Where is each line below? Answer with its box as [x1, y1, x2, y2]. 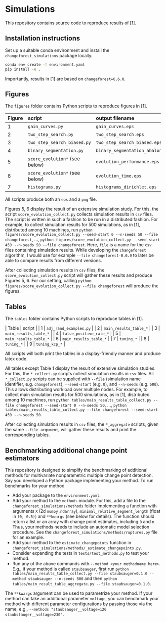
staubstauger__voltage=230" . [5, 611, 64, 617]
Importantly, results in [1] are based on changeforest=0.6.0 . [5, 76, 126, 82]
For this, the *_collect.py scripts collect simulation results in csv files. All [5, 371, 154, 377]
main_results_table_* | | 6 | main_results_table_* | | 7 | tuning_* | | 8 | [5, 336, 149, 342]
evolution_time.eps [96, 173, 142, 179]
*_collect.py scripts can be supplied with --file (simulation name [5, 376, 141, 382]
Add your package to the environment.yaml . [12, 492, 101, 498]
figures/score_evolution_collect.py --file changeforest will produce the [5, 283, 159, 289]
